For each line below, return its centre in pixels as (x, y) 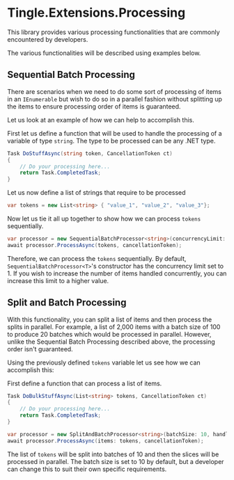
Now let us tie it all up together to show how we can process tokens (104, 218)
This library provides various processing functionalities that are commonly (114, 32)
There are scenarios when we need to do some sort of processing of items (114, 91)
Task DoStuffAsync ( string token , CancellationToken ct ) (90, 153)
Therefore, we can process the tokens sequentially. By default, (97, 258)
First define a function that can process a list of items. (85, 383)
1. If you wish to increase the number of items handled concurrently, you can (117, 273)
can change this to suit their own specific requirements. (87, 469)
